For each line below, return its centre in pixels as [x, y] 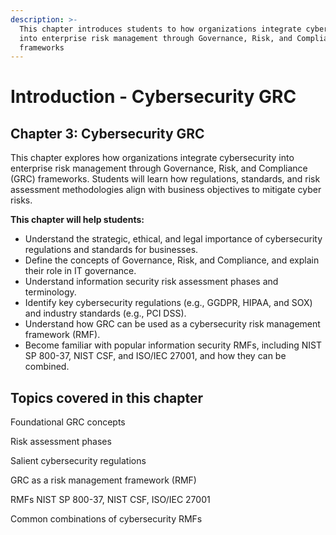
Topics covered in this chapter [106, 397]
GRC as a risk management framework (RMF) [103, 480]
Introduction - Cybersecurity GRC [153, 97]
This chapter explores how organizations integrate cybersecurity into [152, 158]
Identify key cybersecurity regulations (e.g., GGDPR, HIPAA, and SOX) [168, 303]
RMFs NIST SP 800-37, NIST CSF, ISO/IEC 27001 [110, 500]
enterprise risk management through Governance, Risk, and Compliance [159, 168]
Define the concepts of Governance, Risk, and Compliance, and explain [172, 260]
